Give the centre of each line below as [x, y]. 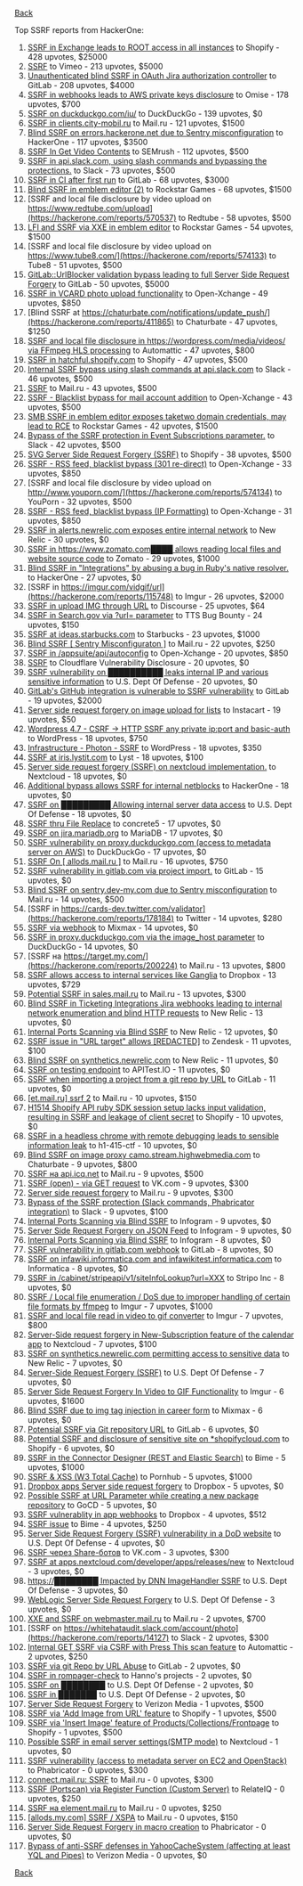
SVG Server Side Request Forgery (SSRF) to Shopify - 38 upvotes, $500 [159, 454]
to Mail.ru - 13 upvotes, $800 [233, 965]
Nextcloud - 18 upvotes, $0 [77, 776]
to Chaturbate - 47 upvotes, [227, 322]
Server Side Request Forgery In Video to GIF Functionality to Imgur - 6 [155, 1392]
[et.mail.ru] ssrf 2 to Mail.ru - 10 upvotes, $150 [112, 1098]
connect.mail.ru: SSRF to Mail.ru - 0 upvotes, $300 [120, 1780]
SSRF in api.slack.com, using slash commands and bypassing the [147, 161]
